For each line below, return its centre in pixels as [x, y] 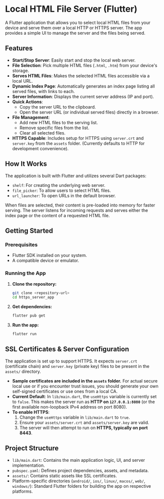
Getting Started [29, 231]
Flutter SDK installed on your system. [49, 255]
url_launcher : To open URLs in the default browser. [64, 195]
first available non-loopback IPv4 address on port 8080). [70, 407]
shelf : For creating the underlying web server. [59, 185]
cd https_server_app [33, 297]
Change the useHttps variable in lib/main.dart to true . [75, 417]
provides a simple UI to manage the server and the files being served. [75, 33]
